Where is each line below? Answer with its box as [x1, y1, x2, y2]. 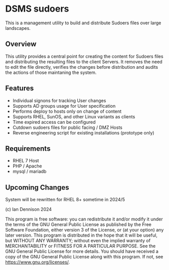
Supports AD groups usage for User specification [12, 103, 116, 109]
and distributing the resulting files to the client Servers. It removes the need [5, 59, 163, 65]
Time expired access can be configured [12, 119, 96, 125]
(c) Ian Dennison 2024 [5, 206, 52, 212]
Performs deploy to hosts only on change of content [12, 108, 122, 114]
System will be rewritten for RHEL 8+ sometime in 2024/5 [5, 197, 125, 203]
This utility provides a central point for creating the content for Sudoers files [5, 53, 163, 59]
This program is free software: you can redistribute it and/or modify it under [5, 216, 163, 222]
